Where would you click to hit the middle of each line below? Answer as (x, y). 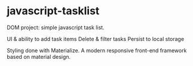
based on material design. (39, 56)
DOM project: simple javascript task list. (56, 27)
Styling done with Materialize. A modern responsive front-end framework (97, 50)
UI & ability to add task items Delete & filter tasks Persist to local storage (96, 39)
